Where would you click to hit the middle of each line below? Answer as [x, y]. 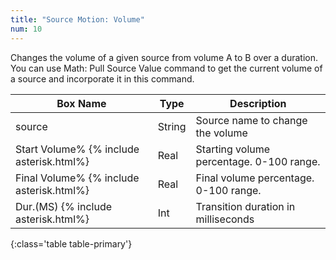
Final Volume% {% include [77, 178]
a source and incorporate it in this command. [102, 78]
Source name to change [251, 120]
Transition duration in [245, 206]
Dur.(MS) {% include [64, 206]
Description [258, 103]
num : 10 [26, 29]
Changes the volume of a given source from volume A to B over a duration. [164, 57]
